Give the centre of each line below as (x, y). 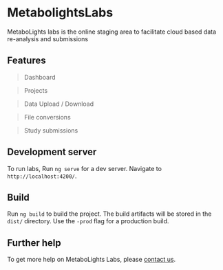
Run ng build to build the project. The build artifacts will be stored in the (109, 214)
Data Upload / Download (59, 104)
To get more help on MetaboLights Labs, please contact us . (92, 260)
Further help (34, 243)
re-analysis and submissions (47, 38)
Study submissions (51, 130)
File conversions (47, 117)
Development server (52, 152)
